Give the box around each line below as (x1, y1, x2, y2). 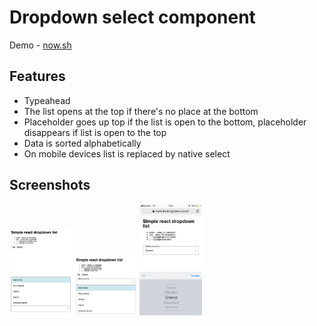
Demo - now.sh (9, 39, 72, 51)
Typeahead (23, 94, 71, 106)
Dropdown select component (9, 6, 256, 29)
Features (9, 68, 66, 85)
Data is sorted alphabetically (23, 137, 142, 149)
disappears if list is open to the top (23, 126, 167, 138)
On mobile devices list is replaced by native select (23, 147, 231, 160)
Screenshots (9, 177, 91, 194)
